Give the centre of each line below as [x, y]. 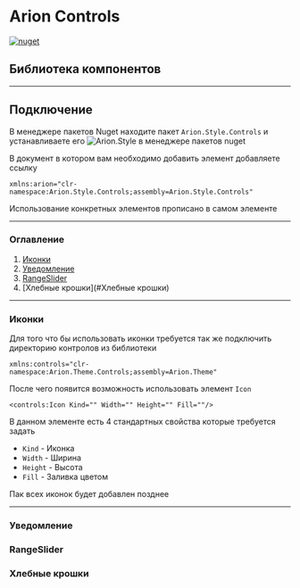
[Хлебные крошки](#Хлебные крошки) [96, 287]
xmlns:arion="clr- [43, 184]
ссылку [23, 168]
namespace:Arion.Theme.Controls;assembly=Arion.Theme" [113, 372]
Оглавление [37, 240]
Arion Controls [65, 17]
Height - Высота [52, 468]
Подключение [51, 110]
